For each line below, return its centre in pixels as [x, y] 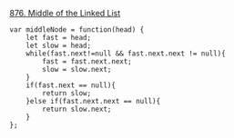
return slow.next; [77, 109]
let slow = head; [59, 45]
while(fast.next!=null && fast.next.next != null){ [126, 54]
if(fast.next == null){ [71, 85]
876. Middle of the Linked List [65, 13]
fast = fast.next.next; [87, 62]
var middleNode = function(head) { [77, 30]
